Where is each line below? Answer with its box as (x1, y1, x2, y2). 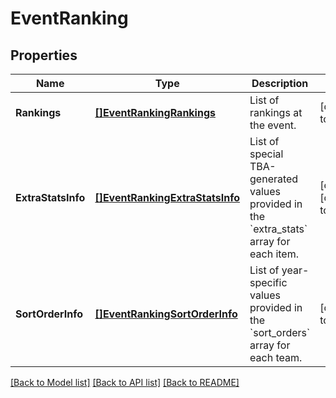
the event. (249, 118, 297, 132)
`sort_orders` (249, 326, 311, 339)
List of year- (249, 263, 310, 277)
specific (249, 276, 288, 289)
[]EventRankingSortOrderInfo (94, 307, 238, 321)
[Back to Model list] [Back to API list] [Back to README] (10, 377, 240, 388)
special (249, 147, 284, 161)
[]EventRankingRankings (94, 106, 216, 119)
